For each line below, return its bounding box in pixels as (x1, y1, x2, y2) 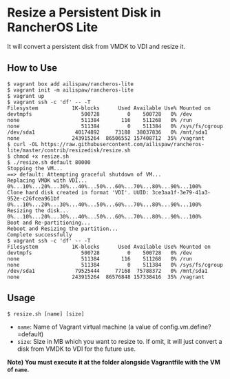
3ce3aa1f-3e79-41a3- (151, 189, 211, 196)
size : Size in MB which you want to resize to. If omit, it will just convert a (17, 337, 222, 345)
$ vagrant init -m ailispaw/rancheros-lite (7, 86, 134, 94)
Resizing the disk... (7, 207, 70, 214)
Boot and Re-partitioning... (7, 219, 91, 226)
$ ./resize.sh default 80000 (7, 158, 91, 166)
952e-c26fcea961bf (7, 195, 60, 202)
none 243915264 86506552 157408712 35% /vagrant (7, 134, 205, 142)
